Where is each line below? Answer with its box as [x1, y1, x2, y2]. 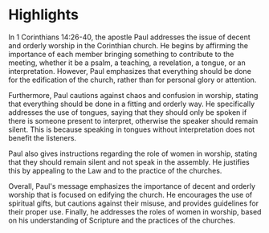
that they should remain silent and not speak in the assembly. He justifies [8, 157, 251, 166]
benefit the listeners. [8, 133, 77, 142]
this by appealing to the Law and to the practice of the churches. [8, 166, 222, 175]
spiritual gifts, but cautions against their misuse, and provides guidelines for [8, 198, 259, 208]
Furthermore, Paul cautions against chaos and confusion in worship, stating [8, 90, 259, 100]
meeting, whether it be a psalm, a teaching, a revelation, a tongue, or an [8, 58, 247, 67]
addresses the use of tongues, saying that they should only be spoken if [8, 107, 247, 117]
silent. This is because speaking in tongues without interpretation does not [8, 125, 255, 134]
